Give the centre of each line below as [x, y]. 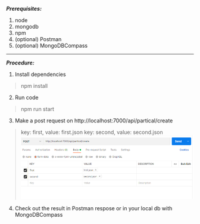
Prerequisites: [24, 9]
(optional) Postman [38, 39]
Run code [26, 97]
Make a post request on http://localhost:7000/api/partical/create [94, 121]
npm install [34, 86]
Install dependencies [40, 74]
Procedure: [20, 63]
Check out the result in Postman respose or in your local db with [93, 208]
